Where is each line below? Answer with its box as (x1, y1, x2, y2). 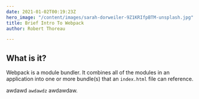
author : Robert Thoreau (6, 25, 66, 32)
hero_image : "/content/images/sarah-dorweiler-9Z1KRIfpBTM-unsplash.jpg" (6, 14, 194, 20)
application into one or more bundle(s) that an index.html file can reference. (6, 76, 194, 83)
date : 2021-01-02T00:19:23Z (6, 8, 76, 15)
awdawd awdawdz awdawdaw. (6, 87, 78, 94)
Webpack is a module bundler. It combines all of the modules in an (6, 69, 170, 76)
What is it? (6, 53, 47, 63)
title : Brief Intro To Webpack (6, 20, 84, 26)
